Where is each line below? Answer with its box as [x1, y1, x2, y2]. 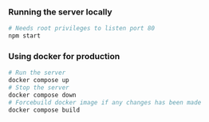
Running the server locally [8, 6, 113, 18]
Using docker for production [8, 50, 120, 61]
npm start [8, 32, 41, 40]
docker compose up [8, 77, 69, 85]
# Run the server [8, 69, 66, 77]
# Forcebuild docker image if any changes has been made [8, 98, 202, 106]
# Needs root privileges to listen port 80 [8, 25, 156, 33]
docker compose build [8, 106, 81, 114]
